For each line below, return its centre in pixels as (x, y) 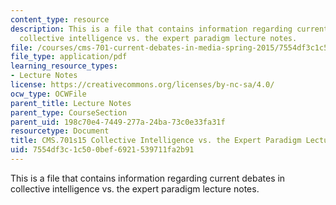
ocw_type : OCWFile (48, 94)
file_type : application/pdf (69, 57)
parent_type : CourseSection (69, 112)
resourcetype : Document (60, 131)
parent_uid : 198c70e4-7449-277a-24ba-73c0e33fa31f (118, 122)
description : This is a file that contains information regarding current (169, 29)
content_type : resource (60, 19)
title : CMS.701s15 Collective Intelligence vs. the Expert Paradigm (156, 141)
